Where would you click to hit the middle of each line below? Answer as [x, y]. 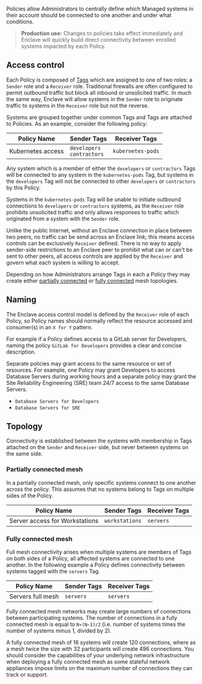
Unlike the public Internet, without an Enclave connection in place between [99, 230]
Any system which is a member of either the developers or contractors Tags [101, 168]
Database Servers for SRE [47, 408]
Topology [24, 426]
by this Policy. [24, 188]
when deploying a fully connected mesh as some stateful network [88, 662]
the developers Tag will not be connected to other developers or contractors [101, 181]
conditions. [20, 21]
